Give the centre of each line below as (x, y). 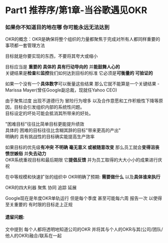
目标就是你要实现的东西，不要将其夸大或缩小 (52, 56)
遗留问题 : (15, 217)
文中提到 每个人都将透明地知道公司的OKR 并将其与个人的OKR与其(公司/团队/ (84, 229)
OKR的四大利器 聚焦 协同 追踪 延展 (41, 188)
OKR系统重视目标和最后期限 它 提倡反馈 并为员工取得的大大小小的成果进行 (81, 160)
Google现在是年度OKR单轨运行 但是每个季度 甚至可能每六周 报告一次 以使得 (84, 198)
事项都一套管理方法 (25, 45)
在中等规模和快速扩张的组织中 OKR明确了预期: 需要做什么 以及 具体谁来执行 (83, 177)
